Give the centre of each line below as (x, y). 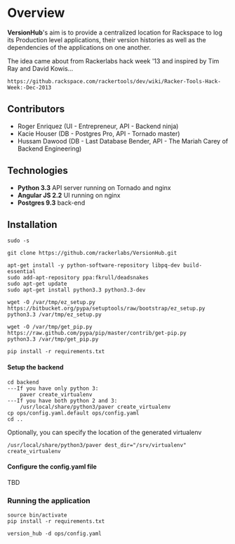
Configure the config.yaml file (52, 467)
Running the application (49, 500)
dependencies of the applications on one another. (79, 47)
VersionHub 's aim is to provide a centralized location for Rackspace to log (115, 32)
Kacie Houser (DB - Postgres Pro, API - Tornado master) (99, 133)
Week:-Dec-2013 (29, 87)
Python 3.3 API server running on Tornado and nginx (94, 187)
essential (22, 272)
